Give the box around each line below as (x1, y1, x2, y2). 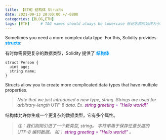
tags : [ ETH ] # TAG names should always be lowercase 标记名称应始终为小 (5, 21, 160, 26)
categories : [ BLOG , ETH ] (5, 16, 54, 21)
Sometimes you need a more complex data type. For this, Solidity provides (5, 35, 157, 41)
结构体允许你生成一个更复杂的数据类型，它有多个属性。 (5, 112, 118, 118)
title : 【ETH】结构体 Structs (5, 7, 64, 12)
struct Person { (5, 60, 39, 65)
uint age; (9, 65, 30, 70)
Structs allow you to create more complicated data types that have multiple (5, 82, 158, 88)
